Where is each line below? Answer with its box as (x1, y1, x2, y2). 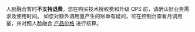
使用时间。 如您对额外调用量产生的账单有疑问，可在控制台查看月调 (16, 13, 177, 19)
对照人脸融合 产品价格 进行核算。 (21, 20, 102, 26)
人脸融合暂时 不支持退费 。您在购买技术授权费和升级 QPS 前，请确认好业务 (6, 6, 184, 12)
